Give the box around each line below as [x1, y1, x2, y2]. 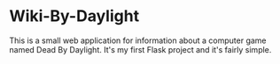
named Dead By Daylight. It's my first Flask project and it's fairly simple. [9, 44, 272, 54]
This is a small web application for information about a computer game [9, 35, 268, 46]
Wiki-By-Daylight [9, 6, 140, 26]
